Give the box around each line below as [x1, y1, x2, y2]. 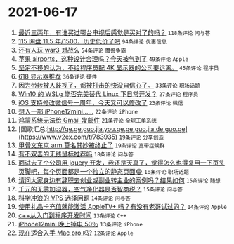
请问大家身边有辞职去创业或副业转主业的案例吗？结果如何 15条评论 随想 [18, 176, 221, 184]
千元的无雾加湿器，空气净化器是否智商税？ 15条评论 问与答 [18, 184, 183, 193]
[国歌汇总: [18, 124, 48, 133]
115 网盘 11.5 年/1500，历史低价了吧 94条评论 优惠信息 [18, 36, 167, 46]
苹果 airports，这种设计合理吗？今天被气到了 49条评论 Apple [18, 54, 189, 63]
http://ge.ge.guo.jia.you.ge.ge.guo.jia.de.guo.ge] [46, 124, 188, 133]
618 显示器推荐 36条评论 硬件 [18, 72, 98, 81]
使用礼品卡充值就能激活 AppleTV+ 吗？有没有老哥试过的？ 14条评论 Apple [18, 202, 227, 210]
